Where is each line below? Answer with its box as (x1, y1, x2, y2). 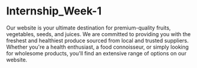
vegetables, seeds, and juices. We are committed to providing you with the (6, 30, 191, 37)
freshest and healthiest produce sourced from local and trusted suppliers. (6, 37, 189, 44)
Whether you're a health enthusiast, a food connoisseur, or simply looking (6, 43, 189, 51)
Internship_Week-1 (6, 4, 102, 18)
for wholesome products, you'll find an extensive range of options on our (6, 49, 187, 57)
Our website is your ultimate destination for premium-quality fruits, (6, 24, 171, 31)
